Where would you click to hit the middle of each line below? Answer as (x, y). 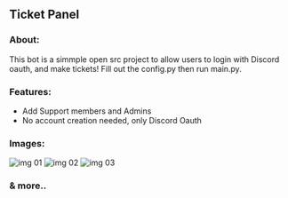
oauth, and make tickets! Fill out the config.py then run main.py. (125, 68)
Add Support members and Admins (87, 111)
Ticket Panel (44, 15)
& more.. (28, 186)
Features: (30, 91)
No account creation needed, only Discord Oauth (112, 120)
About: (24, 40)
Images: (27, 143)
